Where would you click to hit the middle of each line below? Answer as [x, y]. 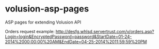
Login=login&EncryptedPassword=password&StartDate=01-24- [68, 37]
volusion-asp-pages [47, 9]
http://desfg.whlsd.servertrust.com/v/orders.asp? [105, 31]
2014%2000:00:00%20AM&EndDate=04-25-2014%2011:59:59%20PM [76, 41]
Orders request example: [30, 31]
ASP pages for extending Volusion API [43, 22]
